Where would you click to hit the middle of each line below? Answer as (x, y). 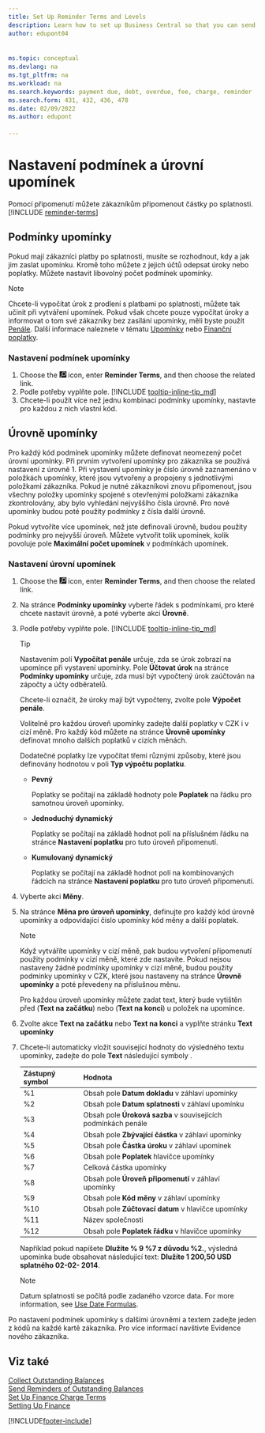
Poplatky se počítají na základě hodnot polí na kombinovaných (132, 873)
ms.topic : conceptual (44, 59)
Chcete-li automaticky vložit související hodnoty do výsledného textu (132, 1047)
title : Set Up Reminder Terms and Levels (77, 17)
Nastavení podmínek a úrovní (106, 165)
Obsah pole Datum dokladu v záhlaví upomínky (160, 1093)
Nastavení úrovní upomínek (62, 564)
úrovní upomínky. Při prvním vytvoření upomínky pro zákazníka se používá (129, 461)
